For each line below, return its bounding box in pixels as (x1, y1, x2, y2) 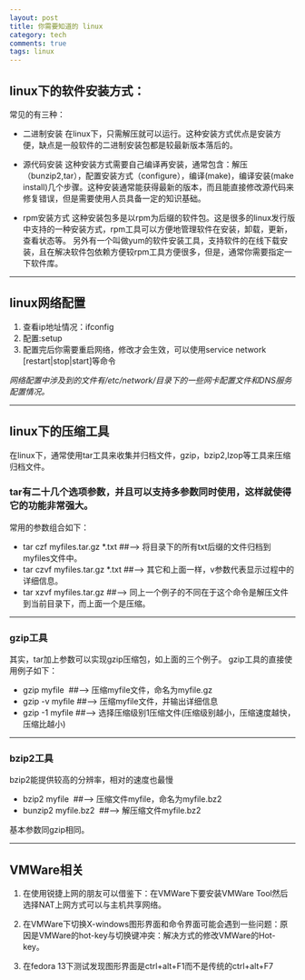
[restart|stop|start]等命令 (22, 355, 116, 366)
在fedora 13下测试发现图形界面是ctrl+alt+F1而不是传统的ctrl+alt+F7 (22, 961, 274, 972)
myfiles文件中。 (22, 552, 83, 564)
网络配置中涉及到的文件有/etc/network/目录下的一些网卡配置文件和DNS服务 (9, 375, 292, 385)
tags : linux (9, 47, 54, 56)
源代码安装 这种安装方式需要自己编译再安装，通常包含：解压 (22, 158, 248, 169)
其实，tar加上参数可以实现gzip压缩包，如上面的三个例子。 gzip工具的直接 (9, 654, 285, 665)
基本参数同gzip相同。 (9, 825, 90, 835)
